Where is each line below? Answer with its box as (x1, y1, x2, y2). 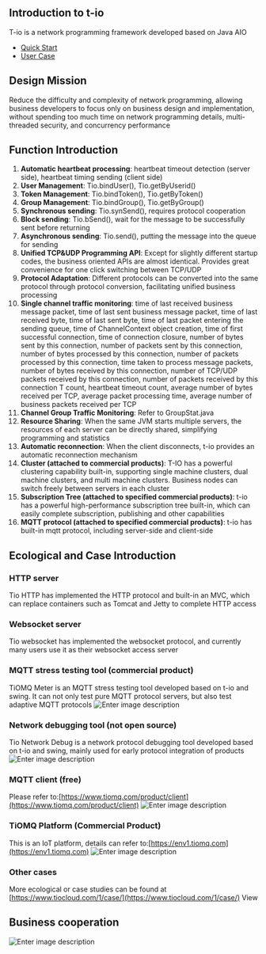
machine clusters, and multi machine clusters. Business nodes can (20, 475, 238, 485)
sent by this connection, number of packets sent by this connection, (20, 340, 243, 351)
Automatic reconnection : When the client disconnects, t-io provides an (20, 442, 255, 451)
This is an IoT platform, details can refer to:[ (9, 838, 151, 848)
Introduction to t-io (9, 6, 104, 20)
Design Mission (9, 74, 87, 88)
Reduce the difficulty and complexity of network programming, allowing (9, 95, 243, 105)
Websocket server (9, 619, 82, 630)
